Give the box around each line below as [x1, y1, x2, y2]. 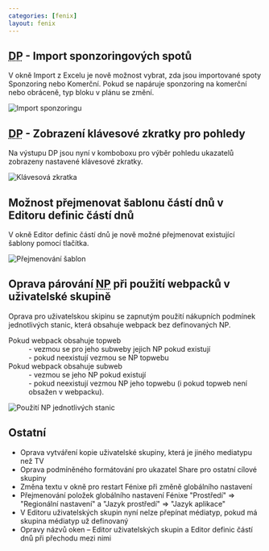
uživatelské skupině [8, 290, 111, 303]
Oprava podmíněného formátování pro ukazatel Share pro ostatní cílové [19, 465, 258, 474]
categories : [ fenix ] [8, 11, 78, 20]
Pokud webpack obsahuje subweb [8, 361, 123, 371]
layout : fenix [8, 19, 56, 27]
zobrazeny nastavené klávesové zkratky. [8, 157, 143, 166]
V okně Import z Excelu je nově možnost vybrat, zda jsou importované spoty [8, 70, 262, 81]
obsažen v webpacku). [28, 386, 105, 396]
